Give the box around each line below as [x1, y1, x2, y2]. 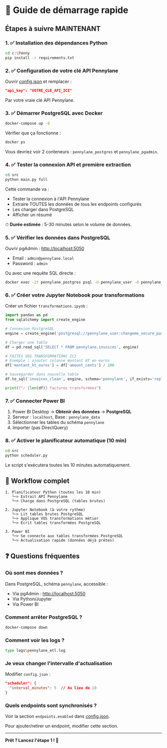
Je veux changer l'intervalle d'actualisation [5, 660, 112, 667]
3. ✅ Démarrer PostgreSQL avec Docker [5, 109, 103, 116]
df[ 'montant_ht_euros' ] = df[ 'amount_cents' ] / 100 [5, 363, 114, 368]
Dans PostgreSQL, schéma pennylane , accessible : [5, 581, 108, 587]
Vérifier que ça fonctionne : [5, 130, 61, 136]
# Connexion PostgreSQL [5, 327, 55, 332]
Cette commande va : [5, 186, 49, 192]
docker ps [5, 139, 26, 144]
